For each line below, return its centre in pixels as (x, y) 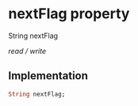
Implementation (48, 76)
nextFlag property (69, 14)
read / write (27, 51)
